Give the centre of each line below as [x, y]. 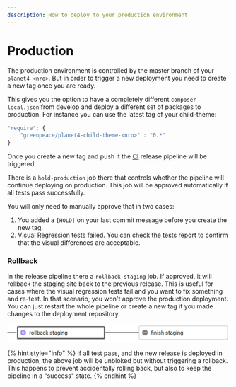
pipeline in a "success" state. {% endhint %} [72, 376]
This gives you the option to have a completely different [88, 99]
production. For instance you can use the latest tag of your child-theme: [112, 114]
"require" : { [26, 128]
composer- [185, 100]
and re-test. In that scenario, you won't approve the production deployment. [118, 299]
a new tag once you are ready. [52, 86]
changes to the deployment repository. [64, 314]
